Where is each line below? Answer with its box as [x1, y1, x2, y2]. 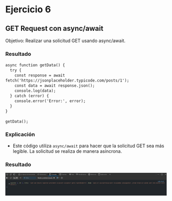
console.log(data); [14, 88, 56, 93]
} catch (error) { [10, 93, 50, 98]
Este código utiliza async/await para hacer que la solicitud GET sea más [12, 143, 165, 149]
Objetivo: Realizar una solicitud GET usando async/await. [5, 37, 126, 44]
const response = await [14, 73, 66, 78]
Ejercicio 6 [5, 4, 51, 15]
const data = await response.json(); [14, 83, 95, 88]
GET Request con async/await [5, 24, 103, 33]
